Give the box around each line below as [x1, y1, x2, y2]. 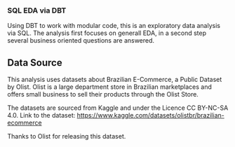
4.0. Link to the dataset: [7, 111, 76, 120]
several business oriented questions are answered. [7, 36, 155, 45]
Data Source [7, 57, 62, 69]
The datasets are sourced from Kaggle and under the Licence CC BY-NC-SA [7, 104, 229, 112]
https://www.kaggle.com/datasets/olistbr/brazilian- [76, 111, 224, 120]
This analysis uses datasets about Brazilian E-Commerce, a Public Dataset [7, 76, 222, 84]
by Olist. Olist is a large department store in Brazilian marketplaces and [7, 83, 212, 91]
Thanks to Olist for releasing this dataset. [7, 132, 126, 141]
